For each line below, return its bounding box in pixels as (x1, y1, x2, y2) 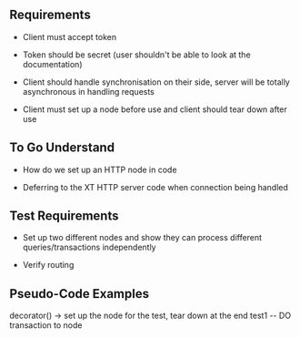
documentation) (22, 58, 83, 69)
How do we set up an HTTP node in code (22, 164, 177, 175)
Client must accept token (22, 31, 116, 42)
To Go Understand (9, 140, 115, 156)
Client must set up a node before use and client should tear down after (22, 104, 288, 115)
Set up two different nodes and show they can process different (22, 232, 262, 243)
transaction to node (9, 320, 83, 331)
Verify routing (22, 260, 75, 271)
